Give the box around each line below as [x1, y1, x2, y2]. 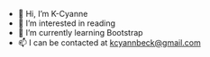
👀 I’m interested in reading [17, 18, 115, 28]
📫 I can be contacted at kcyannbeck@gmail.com [17, 37, 201, 48]
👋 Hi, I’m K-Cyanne [17, 9, 88, 19]
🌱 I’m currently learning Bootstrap [17, 28, 143, 37]
